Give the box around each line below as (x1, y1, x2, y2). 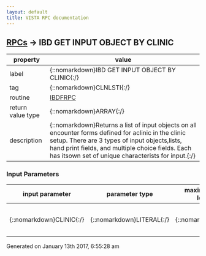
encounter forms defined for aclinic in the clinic (50, 129, 186, 137)
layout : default (6, 9, 48, 15)
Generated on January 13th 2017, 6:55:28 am (6, 243, 120, 250)
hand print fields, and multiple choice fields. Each (50, 144, 192, 152)
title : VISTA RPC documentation (6, 15, 89, 21)
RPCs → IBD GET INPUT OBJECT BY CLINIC (6, 37, 174, 48)
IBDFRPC (50, 93, 77, 102)
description (9, 136, 42, 145)
